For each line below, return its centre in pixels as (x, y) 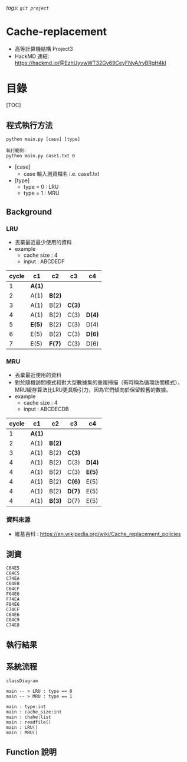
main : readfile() (29, 722)
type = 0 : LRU (41, 187)
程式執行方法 (29, 125)
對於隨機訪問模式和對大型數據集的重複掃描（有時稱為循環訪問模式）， (99, 382)
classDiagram (22, 681)
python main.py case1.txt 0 (41, 156)
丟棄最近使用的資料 (38, 375)
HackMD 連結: (32, 56)
